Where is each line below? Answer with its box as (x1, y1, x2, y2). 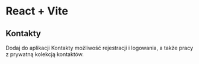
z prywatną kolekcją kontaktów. (5, 51, 84, 58)
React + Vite (5, 4, 69, 18)
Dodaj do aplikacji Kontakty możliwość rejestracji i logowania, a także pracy (5, 44, 194, 51)
